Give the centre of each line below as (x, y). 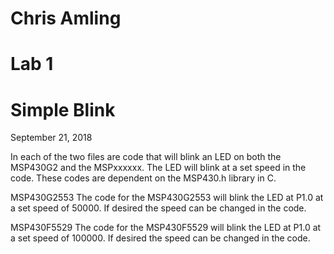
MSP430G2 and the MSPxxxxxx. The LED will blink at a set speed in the (158, 168)
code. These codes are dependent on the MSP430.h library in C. (143, 178)
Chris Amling (66, 18)
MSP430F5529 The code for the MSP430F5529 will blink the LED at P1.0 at (166, 228)
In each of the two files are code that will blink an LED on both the (146, 157)
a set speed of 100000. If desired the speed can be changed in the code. (160, 238)
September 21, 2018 (51, 138)
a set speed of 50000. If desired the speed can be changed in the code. (158, 208)
